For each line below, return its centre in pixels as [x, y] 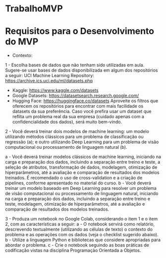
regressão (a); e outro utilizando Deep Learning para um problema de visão [82, 142]
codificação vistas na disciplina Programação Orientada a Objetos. [73, 251]
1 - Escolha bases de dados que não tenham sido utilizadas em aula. [75, 65]
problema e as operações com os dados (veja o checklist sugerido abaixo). [82, 235]
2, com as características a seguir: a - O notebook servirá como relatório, [80, 224]
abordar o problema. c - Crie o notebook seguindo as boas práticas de [77, 245]
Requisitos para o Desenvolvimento [80, 31]
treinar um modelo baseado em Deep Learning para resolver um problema [81, 188]
